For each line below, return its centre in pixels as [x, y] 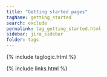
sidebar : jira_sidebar [35, 34]
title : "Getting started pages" [47, 12]
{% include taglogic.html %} [41, 57]
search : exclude [27, 23]
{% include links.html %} [37, 69]
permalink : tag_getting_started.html [54, 29]
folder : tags [23, 40]
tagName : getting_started [39, 17]
